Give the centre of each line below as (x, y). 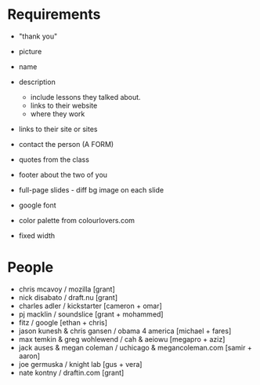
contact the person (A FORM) (66, 144)
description (37, 82)
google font (37, 205)
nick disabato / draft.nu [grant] (68, 297)
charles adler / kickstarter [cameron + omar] (90, 306)
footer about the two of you (63, 174)
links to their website (64, 105)
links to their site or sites (58, 129)
